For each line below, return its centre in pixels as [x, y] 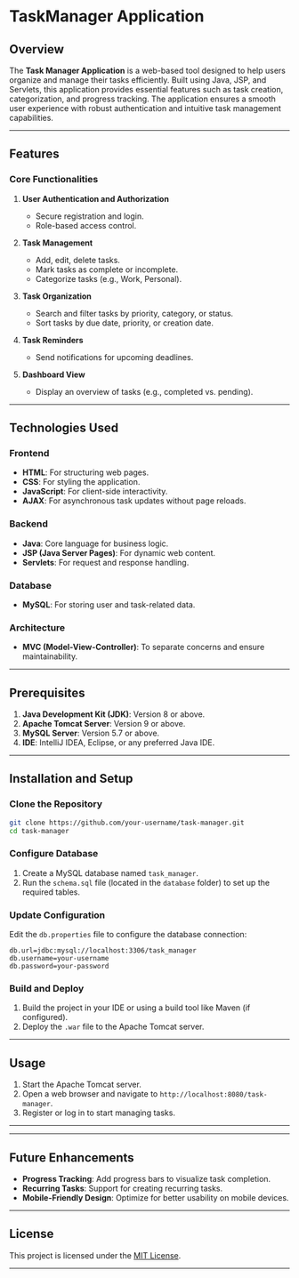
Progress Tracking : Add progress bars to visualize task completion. [146, 1179]
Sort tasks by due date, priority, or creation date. [125, 323]
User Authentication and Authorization [95, 198]
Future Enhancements [72, 1157]
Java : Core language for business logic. [95, 543]
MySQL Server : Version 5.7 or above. [91, 733]
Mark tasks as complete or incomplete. [107, 269]
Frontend [29, 453]
